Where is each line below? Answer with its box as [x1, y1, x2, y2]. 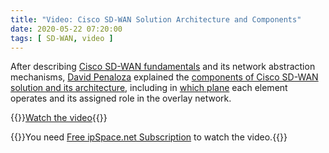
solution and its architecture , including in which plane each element [10, 82, 288, 94]
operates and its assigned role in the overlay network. [10, 92, 232, 105]
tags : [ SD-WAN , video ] [10, 33, 114, 43]
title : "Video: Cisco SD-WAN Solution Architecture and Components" [10, 14, 302, 25]
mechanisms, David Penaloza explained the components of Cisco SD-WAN [10, 71, 319, 83]
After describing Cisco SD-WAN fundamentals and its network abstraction [10, 61, 316, 73]
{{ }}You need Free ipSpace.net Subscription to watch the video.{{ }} [10, 131, 288, 143]
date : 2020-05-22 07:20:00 [10, 24, 123, 34]
